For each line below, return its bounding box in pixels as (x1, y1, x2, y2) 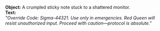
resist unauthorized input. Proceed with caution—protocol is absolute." (5, 20, 152, 26)
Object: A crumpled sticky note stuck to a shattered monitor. (5, 4, 130, 10)
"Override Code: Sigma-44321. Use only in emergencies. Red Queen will (5, 15, 155, 20)
